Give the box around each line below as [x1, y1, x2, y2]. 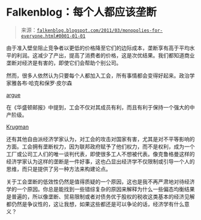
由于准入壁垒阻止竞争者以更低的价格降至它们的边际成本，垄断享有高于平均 [6, 44, 190, 51]
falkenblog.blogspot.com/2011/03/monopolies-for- [36, 27, 163, 33]
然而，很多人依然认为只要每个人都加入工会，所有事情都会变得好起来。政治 [6, 72, 190, 79]
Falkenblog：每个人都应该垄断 [6, 5, 157, 19]
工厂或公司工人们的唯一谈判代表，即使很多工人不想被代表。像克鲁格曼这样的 [6, 150, 195, 157]
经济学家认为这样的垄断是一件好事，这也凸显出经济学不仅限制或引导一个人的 [6, 158, 195, 165]
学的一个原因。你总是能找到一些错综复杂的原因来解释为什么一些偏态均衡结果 [6, 185, 195, 192]
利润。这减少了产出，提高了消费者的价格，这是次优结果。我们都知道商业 [16, 51, 195, 59]
